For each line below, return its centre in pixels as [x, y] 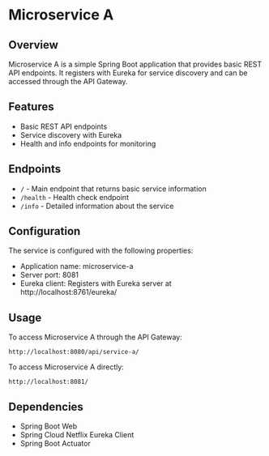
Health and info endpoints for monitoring [88, 143]
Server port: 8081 [49, 275]
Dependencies [46, 407]
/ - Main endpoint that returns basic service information [113, 189]
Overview [34, 45]
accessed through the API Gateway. [68, 81]
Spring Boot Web [49, 426]
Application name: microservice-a [77, 266]
